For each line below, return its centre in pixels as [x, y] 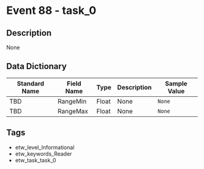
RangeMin [72, 101]
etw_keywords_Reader [43, 154]
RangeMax [73, 111]
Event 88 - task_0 [51, 11]
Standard [31, 84]
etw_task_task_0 [36, 160]
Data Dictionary [36, 66]
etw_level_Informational [45, 147]
